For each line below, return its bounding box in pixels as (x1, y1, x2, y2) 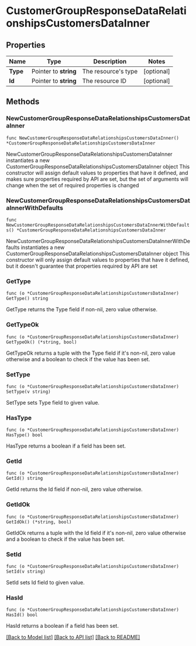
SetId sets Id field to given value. (6, 579, 85, 586)
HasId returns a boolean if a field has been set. (6, 623, 119, 630)
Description (93, 58, 127, 65)
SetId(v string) (6, 568, 46, 575)
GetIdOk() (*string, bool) (6, 519, 72, 525)
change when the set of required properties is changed (6, 181, 139, 189)
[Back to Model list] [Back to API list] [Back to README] (6, 634, 140, 641)
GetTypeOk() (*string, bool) (6, 339, 77, 345)
